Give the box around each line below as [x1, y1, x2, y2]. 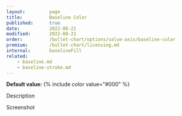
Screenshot [6, 104, 35, 111]
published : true [6, 20, 61, 26]
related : [6, 53, 28, 59]
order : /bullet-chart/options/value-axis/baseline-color [6, 36, 176, 42]
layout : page [6, 8, 61, 15]
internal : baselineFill [6, 48, 82, 54]
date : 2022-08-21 [6, 25, 77, 32]
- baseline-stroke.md [17, 64, 71, 71]
